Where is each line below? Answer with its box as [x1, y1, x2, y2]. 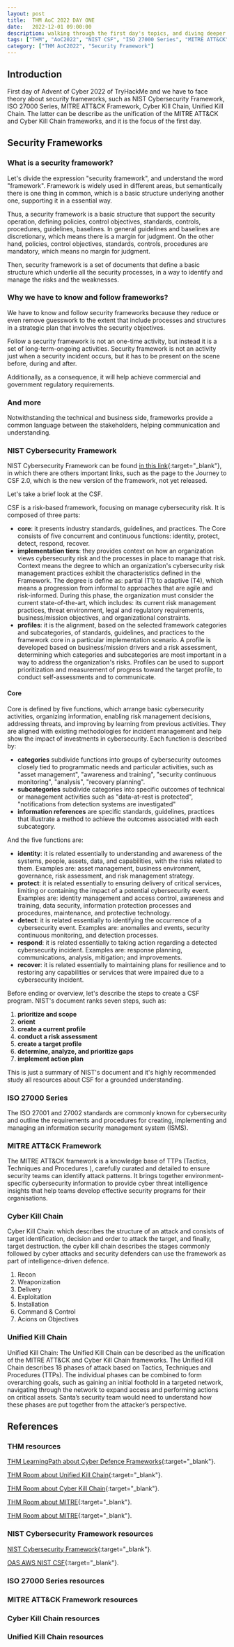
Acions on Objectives [17, 1315, 79, 1323]
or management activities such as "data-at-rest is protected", [17, 792, 194, 801]
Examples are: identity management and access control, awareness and [17, 894, 224, 902]
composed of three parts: [7, 511, 81, 519]
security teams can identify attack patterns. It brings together [7, 1172, 184, 1180]
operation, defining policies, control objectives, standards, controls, [7, 217, 201, 226]
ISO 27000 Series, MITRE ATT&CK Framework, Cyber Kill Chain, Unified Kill [7, 102, 224, 110]
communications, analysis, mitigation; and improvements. [17, 953, 182, 962]
